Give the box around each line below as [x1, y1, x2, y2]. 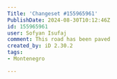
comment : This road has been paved [7, 36, 111, 43]
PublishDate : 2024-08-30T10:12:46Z [7, 17, 111, 24]
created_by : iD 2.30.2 [7, 42, 73, 49]
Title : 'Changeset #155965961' [7, 10, 98, 17]
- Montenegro [7, 55, 45, 62]
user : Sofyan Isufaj [7, 29, 68, 37]
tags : [7, 49, 23, 56]
